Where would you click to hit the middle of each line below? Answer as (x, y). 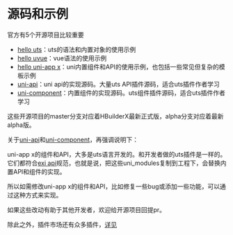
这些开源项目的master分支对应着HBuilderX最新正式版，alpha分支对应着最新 (115, 116)
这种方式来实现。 (38, 195)
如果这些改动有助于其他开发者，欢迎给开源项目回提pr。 (86, 209)
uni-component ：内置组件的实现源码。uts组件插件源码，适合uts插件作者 (121, 93)
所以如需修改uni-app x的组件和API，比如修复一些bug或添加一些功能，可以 (114, 186)
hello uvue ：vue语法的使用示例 (62, 58)
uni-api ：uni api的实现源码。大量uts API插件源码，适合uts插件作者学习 (119, 84)
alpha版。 (21, 125)
